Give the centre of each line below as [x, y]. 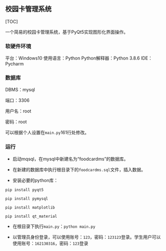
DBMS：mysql [20, 90]
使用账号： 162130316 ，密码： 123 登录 [50, 243]
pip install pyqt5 [24, 190]
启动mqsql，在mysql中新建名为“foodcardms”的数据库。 [70, 159]
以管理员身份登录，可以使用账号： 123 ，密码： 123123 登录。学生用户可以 [87, 237]
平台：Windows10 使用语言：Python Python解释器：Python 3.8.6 [72, 58]
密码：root [16, 122]
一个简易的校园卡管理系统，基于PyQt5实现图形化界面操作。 [67, 32]
